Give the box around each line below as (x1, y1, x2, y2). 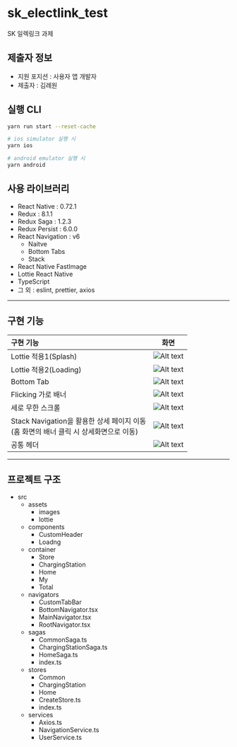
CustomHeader (38, 531, 83, 539)
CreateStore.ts (38, 695, 81, 705)
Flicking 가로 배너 (11, 389, 67, 399)
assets (28, 500, 48, 509)
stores (28, 666, 47, 674)
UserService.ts (38, 734, 83, 742)
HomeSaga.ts (38, 651, 78, 659)
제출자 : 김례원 (17, 81, 58, 89)
